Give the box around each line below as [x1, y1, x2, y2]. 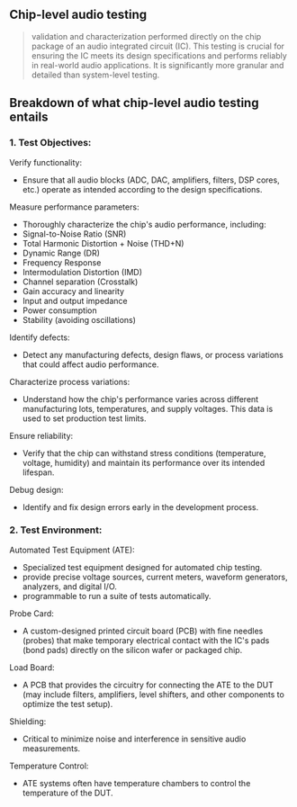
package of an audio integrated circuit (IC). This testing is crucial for [31, 40, 285, 51]
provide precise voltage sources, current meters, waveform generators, [22, 571, 288, 582]
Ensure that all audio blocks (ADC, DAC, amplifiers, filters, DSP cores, [22, 175, 281, 185]
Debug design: [9, 484, 65, 495]
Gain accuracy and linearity [22, 285, 124, 296]
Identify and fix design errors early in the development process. [22, 501, 259, 512]
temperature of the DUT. [22, 787, 114, 798]
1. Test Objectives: [9, 137, 92, 149]
